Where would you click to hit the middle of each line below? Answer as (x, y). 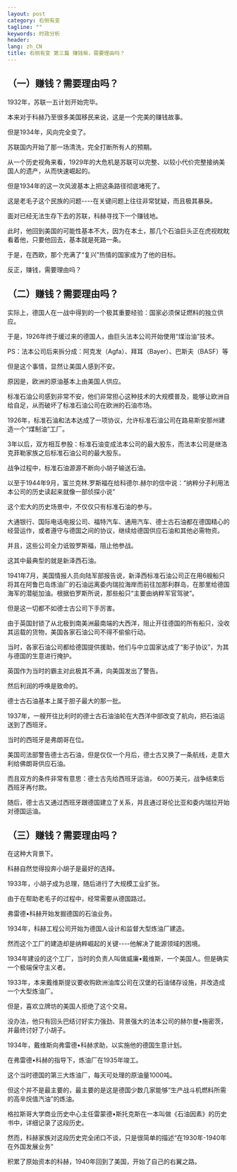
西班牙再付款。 (29, 787)
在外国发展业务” (31, 1147)
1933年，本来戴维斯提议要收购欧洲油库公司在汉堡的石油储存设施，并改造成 (116, 983)
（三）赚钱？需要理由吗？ (63, 835)
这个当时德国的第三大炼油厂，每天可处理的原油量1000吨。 (92, 1075)
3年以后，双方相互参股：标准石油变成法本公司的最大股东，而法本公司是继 (114, 444)
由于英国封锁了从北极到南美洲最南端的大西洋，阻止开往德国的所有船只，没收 (119, 623)
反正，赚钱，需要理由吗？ (44, 270)
